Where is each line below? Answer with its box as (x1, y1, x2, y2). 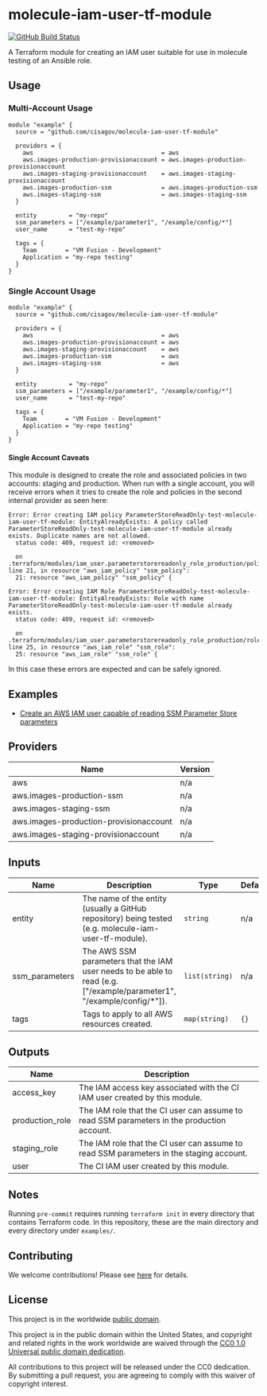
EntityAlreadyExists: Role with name (79, 595, 204, 602)
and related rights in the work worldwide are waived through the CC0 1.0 (8, 1338, 246, 1347)
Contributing (8, 1249, 73, 1262)
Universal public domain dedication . (8, 1347, 126, 1356)
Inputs (8, 856, 41, 869)
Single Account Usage (8, 285, 96, 296)
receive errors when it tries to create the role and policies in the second (8, 487, 242, 497)
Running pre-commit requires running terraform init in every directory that (8, 1209, 255, 1219)
